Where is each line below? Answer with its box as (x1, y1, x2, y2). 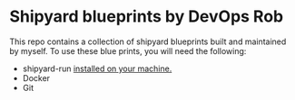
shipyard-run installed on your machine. (22, 63, 172, 74)
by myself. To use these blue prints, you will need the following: (9, 45, 247, 56)
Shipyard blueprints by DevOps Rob (9, 6, 284, 27)
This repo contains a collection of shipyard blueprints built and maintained (9, 36, 287, 47)
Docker (22, 72, 51, 83)
